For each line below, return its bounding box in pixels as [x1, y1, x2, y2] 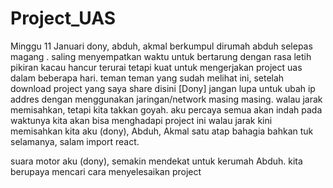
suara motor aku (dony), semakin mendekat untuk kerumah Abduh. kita [10, 155, 303, 167]
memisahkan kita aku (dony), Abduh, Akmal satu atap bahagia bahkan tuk [10, 125, 314, 137]
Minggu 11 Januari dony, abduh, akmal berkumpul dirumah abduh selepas [10, 40, 313, 52]
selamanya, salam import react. [10, 135, 140, 147]
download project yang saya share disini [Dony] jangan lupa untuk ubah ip [10, 82, 316, 94]
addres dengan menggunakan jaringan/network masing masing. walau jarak [10, 93, 323, 105]
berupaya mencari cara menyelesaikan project [10, 165, 202, 177]
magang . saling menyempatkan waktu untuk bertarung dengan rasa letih [10, 50, 312, 62]
